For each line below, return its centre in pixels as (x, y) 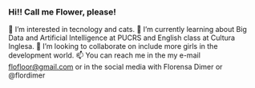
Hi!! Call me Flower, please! (62, 12)
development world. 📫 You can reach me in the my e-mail (104, 55)
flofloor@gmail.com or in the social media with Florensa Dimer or (115, 67)
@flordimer (27, 75)
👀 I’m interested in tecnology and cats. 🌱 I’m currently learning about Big (127, 30)
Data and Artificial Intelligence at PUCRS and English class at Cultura (121, 38)
